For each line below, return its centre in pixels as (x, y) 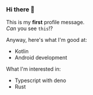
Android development (41, 58)
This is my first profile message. (45, 22)
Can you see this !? (29, 28)
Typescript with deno (40, 81)
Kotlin (21, 51)
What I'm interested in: (34, 69)
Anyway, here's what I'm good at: (46, 40)
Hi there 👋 (21, 9)
